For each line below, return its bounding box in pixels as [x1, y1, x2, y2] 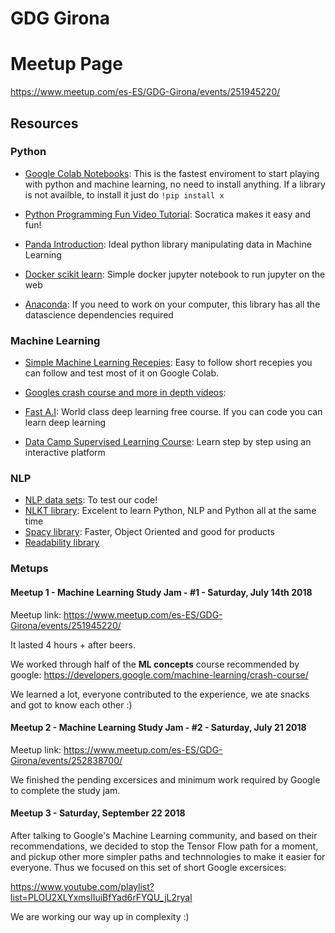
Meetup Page [10, 53, 123, 76]
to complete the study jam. [10, 784, 121, 796]
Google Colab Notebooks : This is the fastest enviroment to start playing [24, 167, 320, 179]
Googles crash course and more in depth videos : [24, 387, 227, 399]
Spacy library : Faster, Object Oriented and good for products [24, 526, 275, 538]
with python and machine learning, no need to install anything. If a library [24, 178, 326, 190]
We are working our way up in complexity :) [10, 910, 190, 922]
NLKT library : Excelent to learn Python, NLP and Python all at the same [24, 505, 317, 517]
